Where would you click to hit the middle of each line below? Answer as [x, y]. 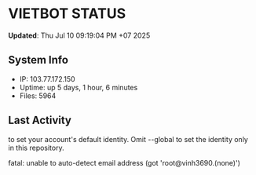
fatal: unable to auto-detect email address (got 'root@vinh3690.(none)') [124, 162]
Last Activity [40, 120]
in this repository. [36, 148]
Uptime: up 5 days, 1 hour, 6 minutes [79, 87]
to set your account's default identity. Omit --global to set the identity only [128, 139]
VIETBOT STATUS [67, 14]
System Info [38, 60]
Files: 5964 [38, 96]
